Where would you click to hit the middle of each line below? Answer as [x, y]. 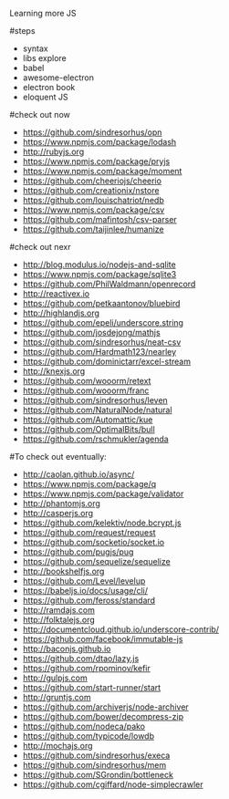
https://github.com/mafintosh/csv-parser [100, 219]
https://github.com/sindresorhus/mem [94, 765]
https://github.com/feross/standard [89, 600]
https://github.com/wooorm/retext [87, 381]
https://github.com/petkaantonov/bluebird [101, 303]
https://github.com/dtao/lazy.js [81, 659]
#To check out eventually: [58, 457]
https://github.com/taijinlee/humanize [93, 229]
